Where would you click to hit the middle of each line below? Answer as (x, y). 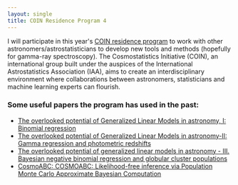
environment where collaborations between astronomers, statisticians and (116, 79)
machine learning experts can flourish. (64, 86)
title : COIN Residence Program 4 (57, 21)
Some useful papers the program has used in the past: (103, 105)
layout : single (30, 14)
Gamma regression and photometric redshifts (84, 143)
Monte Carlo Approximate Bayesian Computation (89, 174)
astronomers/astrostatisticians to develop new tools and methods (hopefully (119, 49)
